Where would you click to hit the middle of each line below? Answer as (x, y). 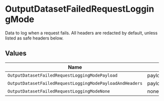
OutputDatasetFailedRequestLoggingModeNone (59, 91)
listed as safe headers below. (34, 38)
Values (16, 53)
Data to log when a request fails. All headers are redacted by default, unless (81, 33)
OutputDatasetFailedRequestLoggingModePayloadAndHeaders (75, 83)
